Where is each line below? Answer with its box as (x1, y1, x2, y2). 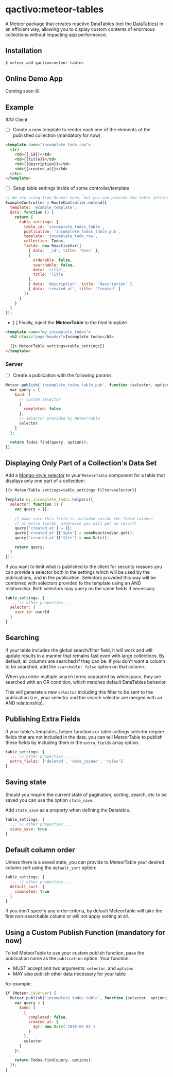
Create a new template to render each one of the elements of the (12, 127, 151, 133)
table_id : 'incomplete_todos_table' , (24, 224, 105, 229)
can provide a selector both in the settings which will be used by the (5, 569, 150, 575)
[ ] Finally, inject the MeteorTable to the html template (12, 320, 127, 326)
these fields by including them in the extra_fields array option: (5, 739, 140, 746)
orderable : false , (32, 257, 73, 263)
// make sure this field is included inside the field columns (14, 516, 153, 521)
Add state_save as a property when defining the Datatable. (5, 807, 131, 813)
